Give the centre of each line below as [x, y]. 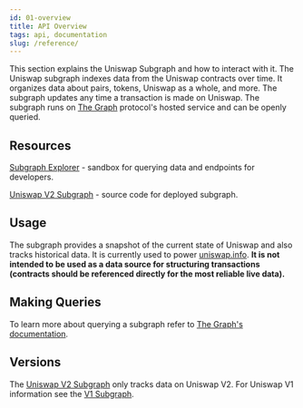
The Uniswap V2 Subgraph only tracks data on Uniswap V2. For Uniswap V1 [151, 384]
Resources [40, 146]
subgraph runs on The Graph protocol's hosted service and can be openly [148, 107]
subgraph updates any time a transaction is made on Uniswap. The [135, 98]
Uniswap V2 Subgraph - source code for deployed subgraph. [124, 195]
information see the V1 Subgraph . [72, 393]
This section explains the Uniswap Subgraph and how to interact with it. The [152, 69]
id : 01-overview [40, 18]
